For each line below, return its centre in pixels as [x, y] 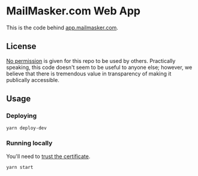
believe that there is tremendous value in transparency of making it [89, 74]
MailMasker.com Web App [73, 11]
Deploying [22, 116]
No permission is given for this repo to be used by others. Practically [91, 60]
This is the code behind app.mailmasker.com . [62, 28]
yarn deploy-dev [26, 128]
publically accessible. [33, 80]
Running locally [29, 143]
